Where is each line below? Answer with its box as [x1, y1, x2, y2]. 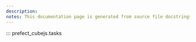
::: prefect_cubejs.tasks [6, 29, 62, 36]
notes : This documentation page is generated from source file [6, 14, 163, 20]
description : [6, 8, 38, 14]
